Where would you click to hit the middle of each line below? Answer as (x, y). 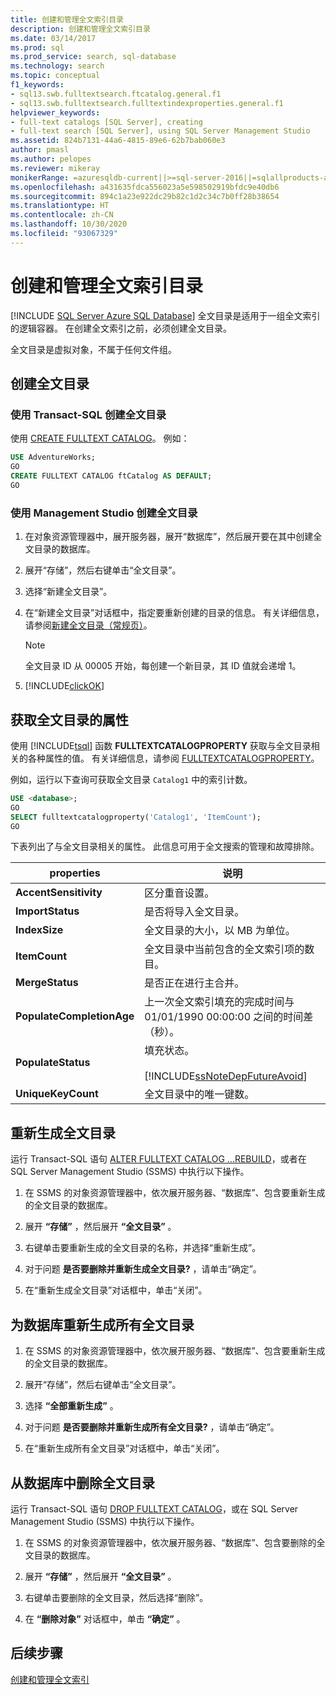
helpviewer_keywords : (55, 112)
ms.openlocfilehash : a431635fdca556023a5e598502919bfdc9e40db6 (145, 187)
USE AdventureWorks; (53, 457)
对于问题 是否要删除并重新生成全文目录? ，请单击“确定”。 (143, 1269)
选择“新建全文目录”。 (68, 592)
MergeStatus (47, 983)
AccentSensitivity (59, 893)
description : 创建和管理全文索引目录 (80, 29)
